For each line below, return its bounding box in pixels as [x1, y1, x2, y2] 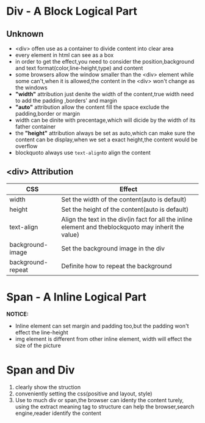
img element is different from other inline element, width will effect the [15, 335, 192, 342]
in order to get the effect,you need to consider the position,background [15, 58, 195, 65]
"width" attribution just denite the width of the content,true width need [15, 91, 194, 97]
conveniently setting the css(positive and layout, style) [15, 390, 153, 397]
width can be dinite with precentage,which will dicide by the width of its [15, 116, 196, 124]
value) [61, 230, 79, 239]
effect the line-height [15, 329, 68, 336]
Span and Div [6, 363, 75, 377]
